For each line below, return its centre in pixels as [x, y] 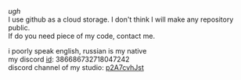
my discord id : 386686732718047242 [69, 59]
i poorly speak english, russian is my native [77, 51]
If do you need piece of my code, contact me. [81, 36]
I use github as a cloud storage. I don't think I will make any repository [121, 19]
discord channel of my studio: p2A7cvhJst [76, 68]
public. [19, 28]
